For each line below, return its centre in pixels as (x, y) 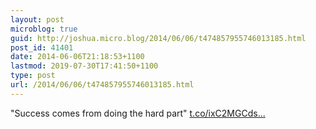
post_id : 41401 (42, 47)
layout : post (37, 19)
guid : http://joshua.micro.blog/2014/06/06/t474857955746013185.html (158, 38)
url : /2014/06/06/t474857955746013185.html (102, 85)
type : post (33, 76)
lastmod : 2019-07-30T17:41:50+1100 (84, 66)
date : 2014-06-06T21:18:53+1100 (77, 57)
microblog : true (44, 29)
